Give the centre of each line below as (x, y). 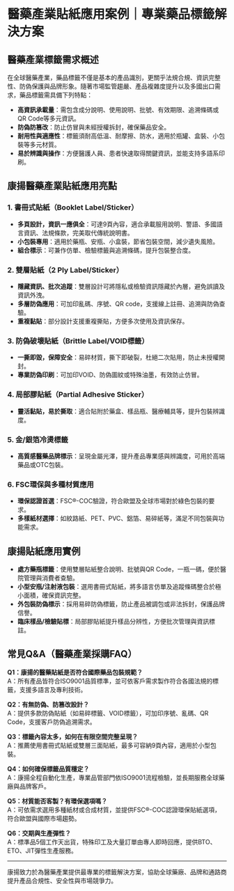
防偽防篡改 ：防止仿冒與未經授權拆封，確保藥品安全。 (94, 127)
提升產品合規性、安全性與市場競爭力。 (62, 881)
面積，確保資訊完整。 (54, 595)
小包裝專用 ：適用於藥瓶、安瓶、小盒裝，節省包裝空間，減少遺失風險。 (118, 242)
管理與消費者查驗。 (51, 578)
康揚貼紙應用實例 (44, 551)
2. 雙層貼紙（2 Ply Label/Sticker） (65, 270)
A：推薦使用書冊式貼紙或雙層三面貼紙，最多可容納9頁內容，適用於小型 (109, 745)
